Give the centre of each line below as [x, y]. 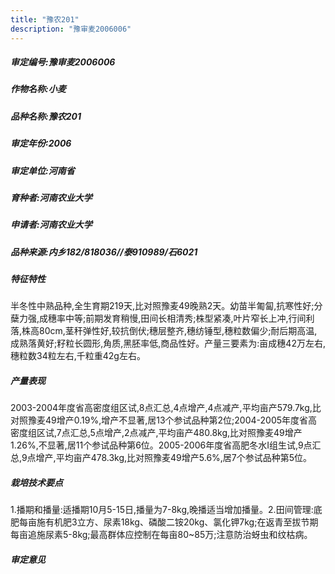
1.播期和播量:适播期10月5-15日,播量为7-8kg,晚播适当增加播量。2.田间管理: [162, 510]
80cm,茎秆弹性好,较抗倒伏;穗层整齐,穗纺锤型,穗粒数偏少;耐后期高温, [178, 331]
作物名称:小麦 [38, 89]
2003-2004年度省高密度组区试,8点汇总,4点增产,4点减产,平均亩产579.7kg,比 [166, 408]
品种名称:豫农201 [46, 116]
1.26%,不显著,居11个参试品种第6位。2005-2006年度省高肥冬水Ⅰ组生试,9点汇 [166, 445]
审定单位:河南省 [42, 170]
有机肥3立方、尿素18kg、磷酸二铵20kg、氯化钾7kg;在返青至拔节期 [181, 522]
